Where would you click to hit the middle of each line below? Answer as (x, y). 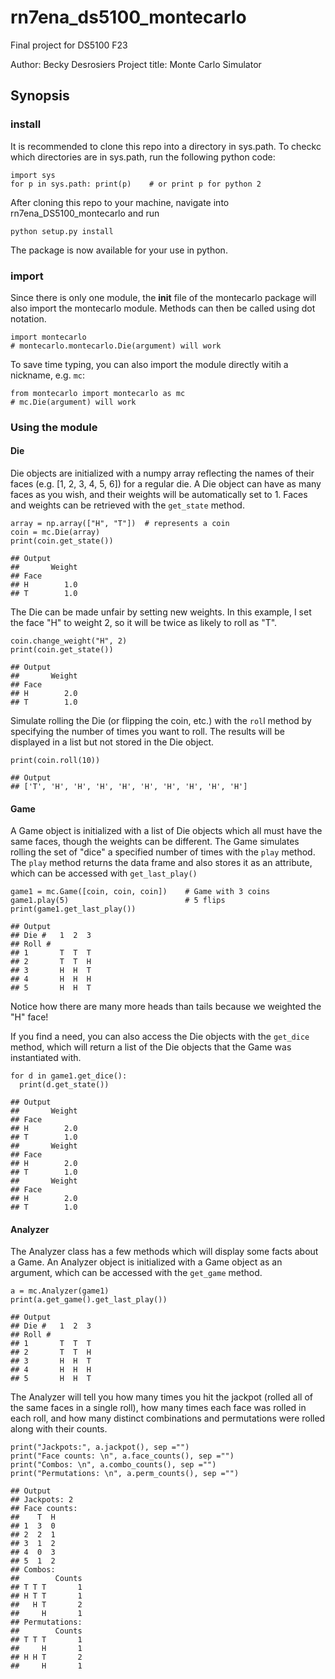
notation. (28, 318)
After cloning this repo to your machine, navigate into (120, 202)
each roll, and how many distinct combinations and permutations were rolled (168, 1418)
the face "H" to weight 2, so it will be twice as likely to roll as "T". (144, 623)
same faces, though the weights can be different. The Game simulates (155, 842)
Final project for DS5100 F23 (69, 45)
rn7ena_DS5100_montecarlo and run (85, 213)
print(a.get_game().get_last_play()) (89, 1300)
